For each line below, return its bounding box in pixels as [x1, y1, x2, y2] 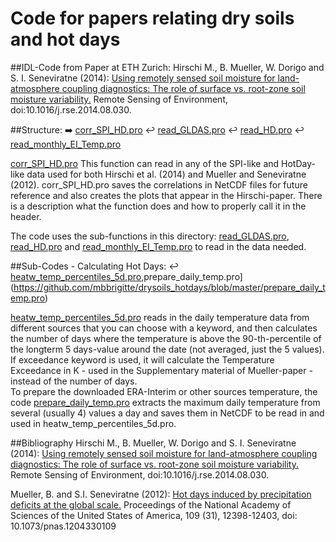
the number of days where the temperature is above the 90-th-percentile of [10, 332, 322, 344]
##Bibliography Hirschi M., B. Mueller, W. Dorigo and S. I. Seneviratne [10, 437, 297, 449]
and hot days [10, 28, 121, 51]
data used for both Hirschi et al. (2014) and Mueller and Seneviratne [26, 168, 307, 180]
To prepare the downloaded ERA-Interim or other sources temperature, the [10, 385, 318, 397]
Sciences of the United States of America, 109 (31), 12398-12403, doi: [10, 509, 298, 521]
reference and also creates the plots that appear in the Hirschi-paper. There [10, 189, 323, 201]
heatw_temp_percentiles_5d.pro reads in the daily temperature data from [10, 311, 310, 323]
